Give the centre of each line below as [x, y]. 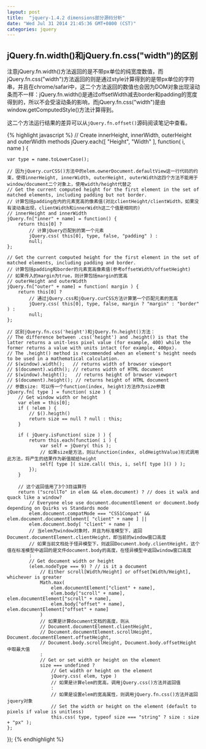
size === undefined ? [67, 666]
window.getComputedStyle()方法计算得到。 [62, 110]
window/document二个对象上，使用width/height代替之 [69, 185]
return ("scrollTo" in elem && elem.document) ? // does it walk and [109, 492]
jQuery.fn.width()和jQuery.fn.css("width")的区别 [102, 56]
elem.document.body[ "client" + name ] [80, 524]
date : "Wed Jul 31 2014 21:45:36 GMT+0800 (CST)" [72, 23]
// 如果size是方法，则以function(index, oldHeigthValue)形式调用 [119, 452]
